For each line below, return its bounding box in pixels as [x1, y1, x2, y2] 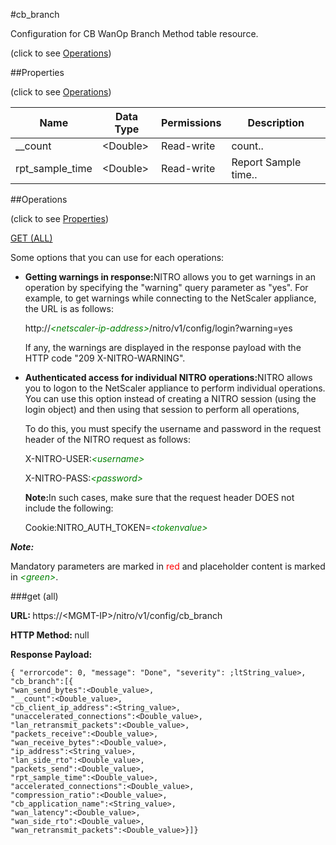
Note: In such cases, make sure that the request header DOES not [24, 492, 295, 503]
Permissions [161, 116, 222, 129]
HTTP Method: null [10, 629, 90, 641]
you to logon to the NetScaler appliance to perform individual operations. [24, 382, 326, 394]
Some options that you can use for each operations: [10, 252, 225, 263]
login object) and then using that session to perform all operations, [24, 404, 300, 415]
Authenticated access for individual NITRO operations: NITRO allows [24, 372, 313, 383]
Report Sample [231, 155, 302, 169]
